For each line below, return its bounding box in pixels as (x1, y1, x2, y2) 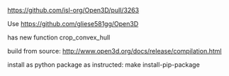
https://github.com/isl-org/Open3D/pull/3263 (7, 6, 140, 14)
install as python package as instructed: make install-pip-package (7, 61, 200, 69)
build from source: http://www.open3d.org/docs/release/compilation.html (7, 47, 222, 55)
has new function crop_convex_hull (7, 33, 111, 42)
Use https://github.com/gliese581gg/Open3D (7, 20, 139, 27)
